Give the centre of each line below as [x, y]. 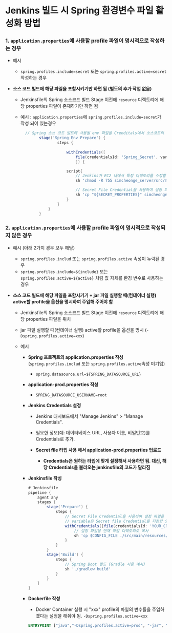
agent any [48, 497]
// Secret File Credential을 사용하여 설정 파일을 [114, 516]
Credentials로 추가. [55, 439]
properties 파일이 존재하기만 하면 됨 [62, 106]
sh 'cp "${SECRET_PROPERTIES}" [109, 195]
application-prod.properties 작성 [63, 384]
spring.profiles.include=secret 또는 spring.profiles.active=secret [93, 71]
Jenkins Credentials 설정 [55, 405]
